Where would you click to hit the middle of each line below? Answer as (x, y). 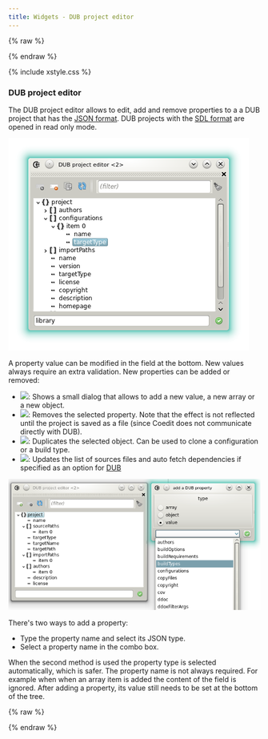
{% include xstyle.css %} (50, 71)
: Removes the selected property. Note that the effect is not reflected (141, 414)
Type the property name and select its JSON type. (102, 639)
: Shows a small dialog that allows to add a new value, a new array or (141, 396)
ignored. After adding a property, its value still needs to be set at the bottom (133, 688)
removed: (24, 380)
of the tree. (27, 697)
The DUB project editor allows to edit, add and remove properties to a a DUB (134, 110)
